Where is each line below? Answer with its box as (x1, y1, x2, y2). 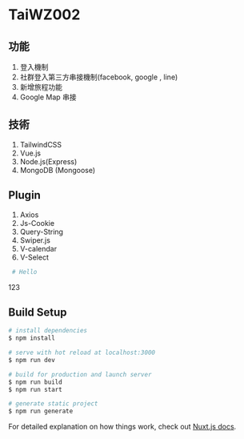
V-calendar (19, 244, 58, 253)
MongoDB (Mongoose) (19, 165, 96, 175)
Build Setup (8, 305, 67, 319)
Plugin (8, 188, 42, 202)
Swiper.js (19, 235, 50, 245)
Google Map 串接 (19, 92, 78, 102)
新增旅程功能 (19, 83, 62, 91)
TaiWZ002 (8, 6, 81, 24)
